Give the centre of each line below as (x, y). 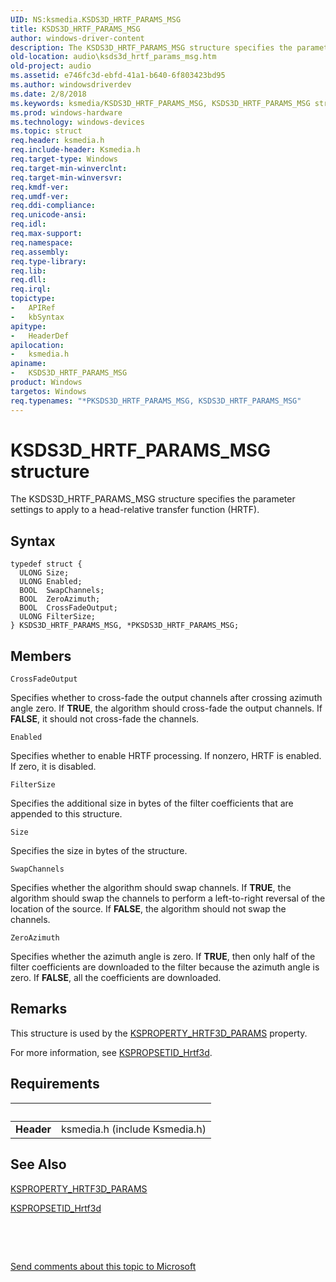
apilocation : (37, 345)
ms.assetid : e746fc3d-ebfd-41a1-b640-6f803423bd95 (118, 76)
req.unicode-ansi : (48, 215)
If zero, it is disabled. (53, 767)
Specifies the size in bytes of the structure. (99, 851)
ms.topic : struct (46, 131)
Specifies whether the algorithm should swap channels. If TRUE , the (151, 888)
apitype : (28, 326)
